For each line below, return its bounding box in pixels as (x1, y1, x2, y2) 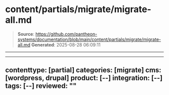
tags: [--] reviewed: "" (5, 82, 77, 90)
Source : (17, 31, 35, 37)
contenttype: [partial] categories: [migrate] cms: (5, 66, 162, 74)
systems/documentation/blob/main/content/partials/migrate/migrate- (17, 36, 161, 42)
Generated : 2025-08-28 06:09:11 (31, 41, 101, 47)
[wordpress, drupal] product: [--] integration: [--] (5, 74, 162, 82)
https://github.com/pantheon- (35, 31, 98, 37)
